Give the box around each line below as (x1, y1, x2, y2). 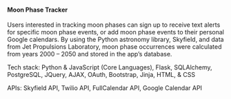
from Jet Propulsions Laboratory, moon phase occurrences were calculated (7, 43, 222, 51)
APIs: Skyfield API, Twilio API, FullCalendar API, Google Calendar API (7, 84, 202, 92)
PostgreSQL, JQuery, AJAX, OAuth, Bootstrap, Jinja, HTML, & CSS (7, 71, 195, 79)
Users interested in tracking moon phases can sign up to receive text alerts (7, 21, 221, 29)
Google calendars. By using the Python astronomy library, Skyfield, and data (7, 35, 224, 44)
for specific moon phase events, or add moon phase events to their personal (7, 28, 224, 36)
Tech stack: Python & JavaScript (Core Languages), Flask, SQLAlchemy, (7, 63, 212, 71)
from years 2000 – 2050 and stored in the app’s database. (7, 50, 172, 58)
